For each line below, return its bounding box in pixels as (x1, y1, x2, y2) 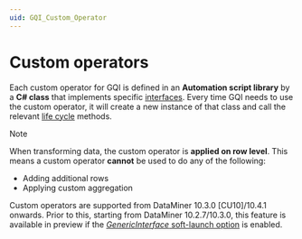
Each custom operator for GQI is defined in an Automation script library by (9, 82, 290, 93)
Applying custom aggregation (22, 182, 134, 193)
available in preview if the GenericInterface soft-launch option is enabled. (9, 218, 283, 230)
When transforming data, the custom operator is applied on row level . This (9, 145, 288, 156)
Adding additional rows (22, 172, 109, 183)
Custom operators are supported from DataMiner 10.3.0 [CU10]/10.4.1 (9, 199, 267, 210)
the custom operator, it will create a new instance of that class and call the (9, 101, 287, 112)
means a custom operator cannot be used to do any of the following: (9, 155, 267, 166)
